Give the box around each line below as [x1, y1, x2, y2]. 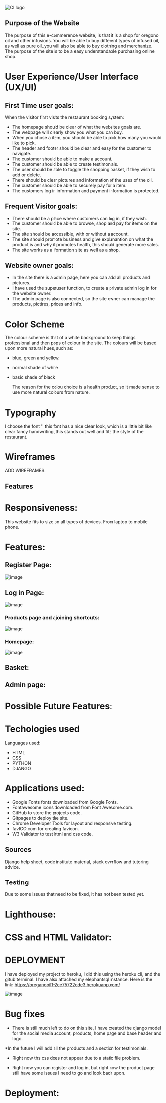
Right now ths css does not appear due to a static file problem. [12, 1055, 141, 1061]
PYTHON [12, 760, 31, 766]
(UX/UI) [5, 82, 37, 93]
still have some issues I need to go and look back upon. [12, 1070, 126, 1076]
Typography [5, 407, 57, 418]
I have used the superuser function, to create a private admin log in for [12, 285, 157, 291]
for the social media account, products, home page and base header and [12, 1030, 162, 1036]
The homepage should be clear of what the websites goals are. [12, 124, 142, 130]
